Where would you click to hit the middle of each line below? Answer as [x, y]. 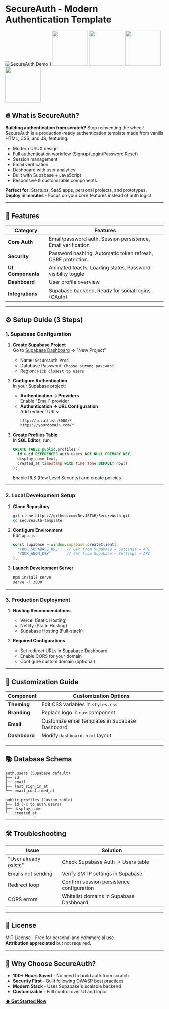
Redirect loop [23, 885]
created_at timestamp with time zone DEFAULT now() [72, 463]
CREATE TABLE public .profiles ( [46, 449]
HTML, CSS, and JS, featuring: [37, 138]
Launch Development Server [43, 568]
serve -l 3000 [27, 582]
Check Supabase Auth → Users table [106, 862]
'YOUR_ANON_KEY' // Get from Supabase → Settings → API [84, 554]
